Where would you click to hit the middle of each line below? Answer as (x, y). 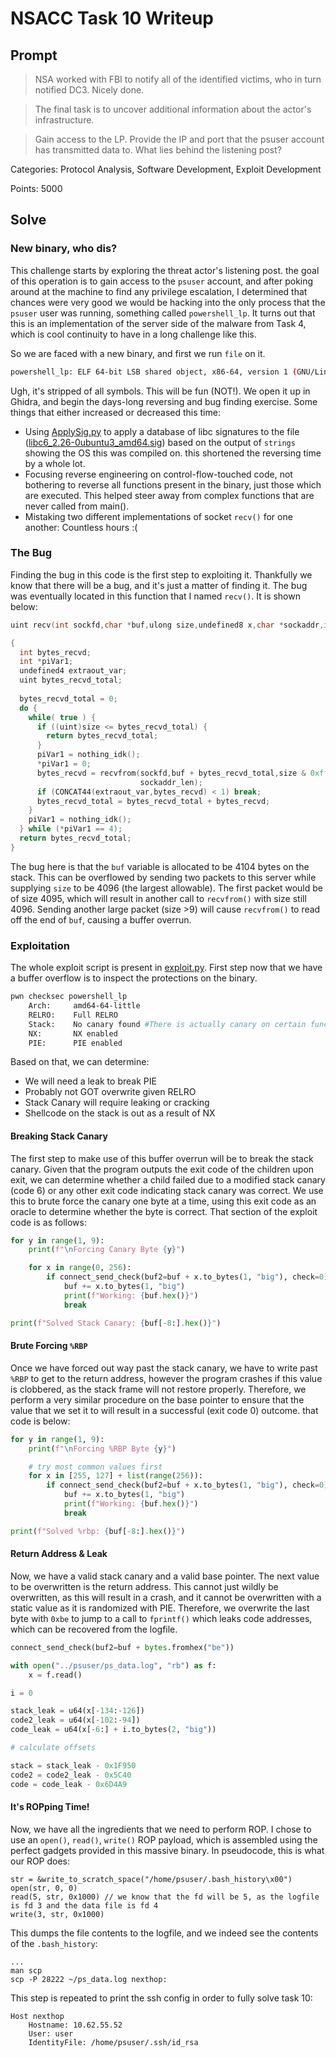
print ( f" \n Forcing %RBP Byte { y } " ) (102, 1448)
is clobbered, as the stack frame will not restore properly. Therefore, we (158, 1389)
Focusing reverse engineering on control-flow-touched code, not (158, 474)
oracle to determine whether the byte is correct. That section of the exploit (164, 1211)
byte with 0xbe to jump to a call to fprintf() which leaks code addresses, (161, 1618)
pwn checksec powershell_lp (69, 997)
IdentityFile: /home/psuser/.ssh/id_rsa (113, 2042)
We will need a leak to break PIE (90, 1081)
